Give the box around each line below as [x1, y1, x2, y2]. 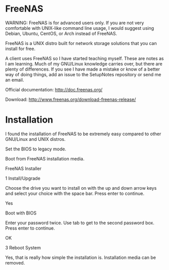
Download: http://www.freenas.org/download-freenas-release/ [5, 96, 136, 102]
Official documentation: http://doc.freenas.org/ [5, 86, 102, 92]
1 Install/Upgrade [5, 175, 40, 181]
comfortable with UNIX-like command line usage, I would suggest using [5, 25, 154, 31]
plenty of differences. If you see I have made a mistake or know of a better [5, 66, 160, 72]
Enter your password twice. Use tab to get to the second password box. [5, 220, 155, 226]
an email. [5, 77, 24, 83]
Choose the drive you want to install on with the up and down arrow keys [5, 185, 157, 191]
